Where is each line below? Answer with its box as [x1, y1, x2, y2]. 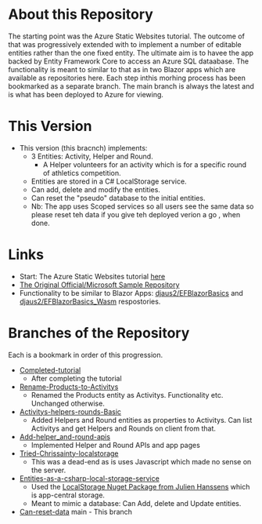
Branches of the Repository [8, 324, 190, 342]
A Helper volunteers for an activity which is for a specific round [42, 159, 247, 169]
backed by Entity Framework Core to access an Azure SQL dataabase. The [8, 56, 249, 66]
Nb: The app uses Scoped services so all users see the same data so [31, 202, 254, 211]
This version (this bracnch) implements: [19, 143, 148, 152]
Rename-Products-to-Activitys [19, 382, 119, 391]
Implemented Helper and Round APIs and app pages [31, 440, 201, 449]
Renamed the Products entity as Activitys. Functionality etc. [31, 390, 224, 399]
